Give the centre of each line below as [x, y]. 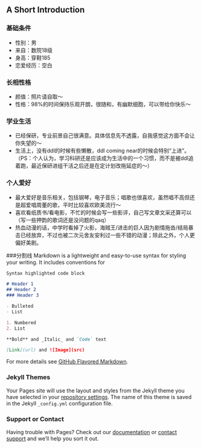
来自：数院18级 [34, 50]
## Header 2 [21, 290]
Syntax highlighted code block [46, 273]
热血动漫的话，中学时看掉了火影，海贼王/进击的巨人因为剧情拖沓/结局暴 [104, 227]
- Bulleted [20, 306]
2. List [16, 328]
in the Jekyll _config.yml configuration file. [59, 403]
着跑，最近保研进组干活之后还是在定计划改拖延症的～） [84, 166]
